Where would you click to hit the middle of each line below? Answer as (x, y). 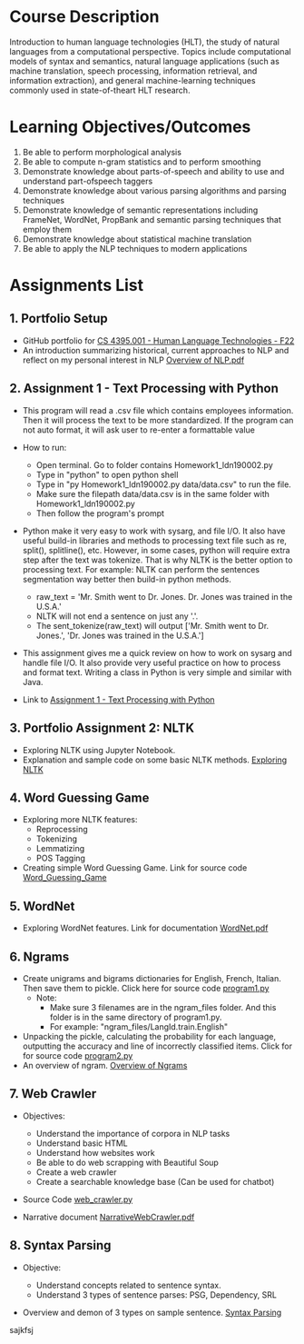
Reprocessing (62, 830)
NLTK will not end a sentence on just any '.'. (117, 616)
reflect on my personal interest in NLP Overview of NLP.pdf (133, 360)
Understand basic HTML (82, 1143)
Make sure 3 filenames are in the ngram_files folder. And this (163, 1007)
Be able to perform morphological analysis (102, 152)
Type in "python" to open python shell (107, 474)
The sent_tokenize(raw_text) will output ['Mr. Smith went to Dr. (152, 625)
